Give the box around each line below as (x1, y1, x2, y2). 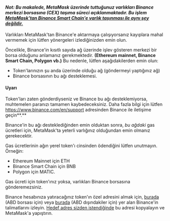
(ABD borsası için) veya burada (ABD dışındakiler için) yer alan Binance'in (5, 199, 159, 206)
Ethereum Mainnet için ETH (12, 158, 70, 164)
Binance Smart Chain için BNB (12, 163, 76, 170)
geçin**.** (5, 112, 27, 118)
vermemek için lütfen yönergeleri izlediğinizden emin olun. (5, 37, 127, 43)
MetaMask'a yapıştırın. (5, 210, 53, 216)
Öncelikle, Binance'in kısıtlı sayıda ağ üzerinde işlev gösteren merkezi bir (5, 47, 157, 53)
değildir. (5, 20, 23, 26)
